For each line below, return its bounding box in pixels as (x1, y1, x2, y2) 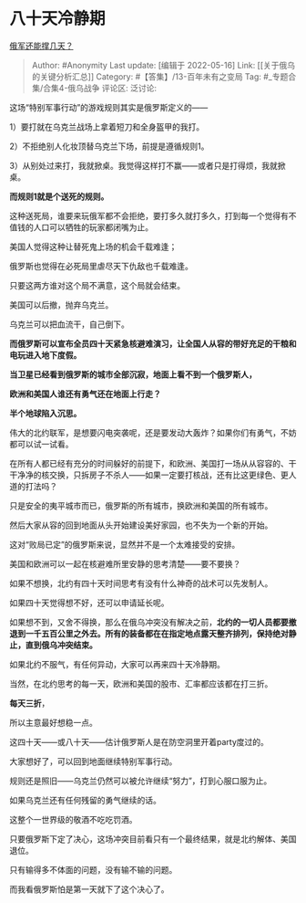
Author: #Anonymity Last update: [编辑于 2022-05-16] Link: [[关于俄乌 (31, 59, 296, 70)
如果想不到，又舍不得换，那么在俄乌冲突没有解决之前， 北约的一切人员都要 (9, 616, 289, 627)
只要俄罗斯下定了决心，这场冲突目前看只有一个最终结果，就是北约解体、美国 (9, 833, 297, 845)
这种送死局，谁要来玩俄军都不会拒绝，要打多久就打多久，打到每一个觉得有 (9, 210, 289, 221)
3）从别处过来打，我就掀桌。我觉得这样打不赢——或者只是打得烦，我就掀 (9, 160, 286, 171)
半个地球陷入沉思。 (9, 407, 82, 418)
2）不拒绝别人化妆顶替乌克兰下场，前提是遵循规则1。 (9, 141, 209, 152)
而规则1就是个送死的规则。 (9, 191, 109, 202)
